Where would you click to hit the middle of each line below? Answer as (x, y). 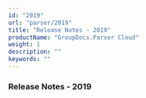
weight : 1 (24, 45)
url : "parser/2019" (40, 23)
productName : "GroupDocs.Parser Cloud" (74, 37)
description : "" (35, 52)
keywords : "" (30, 60)
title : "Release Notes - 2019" (60, 30)
